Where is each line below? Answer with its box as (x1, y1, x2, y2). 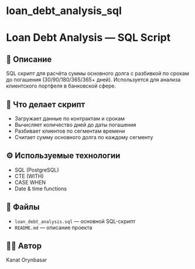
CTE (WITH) (14, 172, 44, 180)
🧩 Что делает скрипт (6, 99, 85, 109)
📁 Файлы (6, 202, 40, 212)
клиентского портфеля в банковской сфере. (6, 82, 116, 89)
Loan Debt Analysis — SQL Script (6, 31, 171, 45)
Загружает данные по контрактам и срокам (14, 115, 125, 122)
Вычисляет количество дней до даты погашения (14, 122, 136, 128)
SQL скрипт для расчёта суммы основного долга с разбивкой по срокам (6, 70, 189, 77)
